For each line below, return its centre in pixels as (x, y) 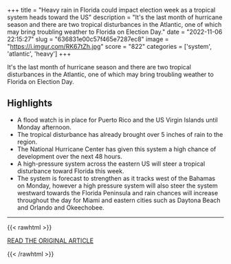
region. (27, 142)
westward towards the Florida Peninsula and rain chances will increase (118, 192)
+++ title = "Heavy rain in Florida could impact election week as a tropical (111, 10)
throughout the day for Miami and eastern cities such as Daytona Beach (119, 200)
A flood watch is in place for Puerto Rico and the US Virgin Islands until (117, 120)
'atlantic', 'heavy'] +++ (39, 54)
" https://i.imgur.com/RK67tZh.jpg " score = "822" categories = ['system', (109, 46)
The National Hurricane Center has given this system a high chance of (117, 149)
